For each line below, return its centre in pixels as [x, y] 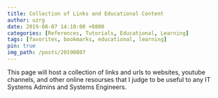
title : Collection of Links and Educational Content [86, 14]
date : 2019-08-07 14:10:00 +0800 [56, 26]
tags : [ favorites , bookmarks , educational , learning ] [87, 40]
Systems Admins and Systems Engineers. [67, 87]
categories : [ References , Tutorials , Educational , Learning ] [98, 33]
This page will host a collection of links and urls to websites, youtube [107, 72]
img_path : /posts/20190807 [46, 53]
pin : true [22, 46]
